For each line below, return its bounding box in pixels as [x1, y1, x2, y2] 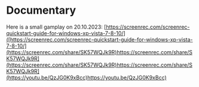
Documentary [6, 4, 76, 17]
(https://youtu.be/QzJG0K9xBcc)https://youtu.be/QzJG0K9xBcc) [6, 74, 167, 81]
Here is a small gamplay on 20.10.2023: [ [6, 23, 106, 30]
